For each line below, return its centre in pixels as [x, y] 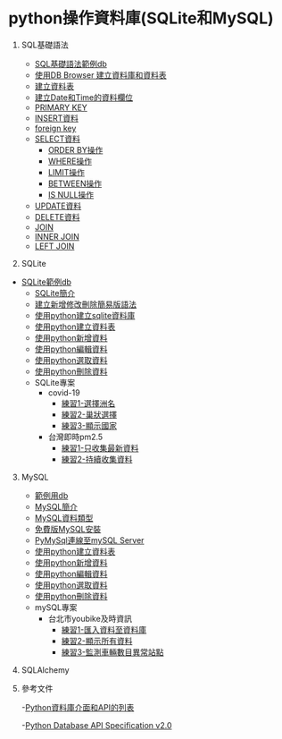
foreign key [55, 128]
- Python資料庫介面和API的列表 [78, 707]
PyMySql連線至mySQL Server [89, 540]
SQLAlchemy [45, 670]
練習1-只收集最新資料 [100, 447]
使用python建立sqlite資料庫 [85, 315]
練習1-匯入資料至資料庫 [104, 629]
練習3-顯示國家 [89, 425]
